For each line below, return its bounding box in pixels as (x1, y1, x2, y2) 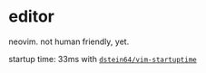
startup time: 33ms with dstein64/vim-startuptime (8, 53, 197, 64)
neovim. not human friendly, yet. (8, 36, 130, 47)
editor (8, 6, 55, 27)
